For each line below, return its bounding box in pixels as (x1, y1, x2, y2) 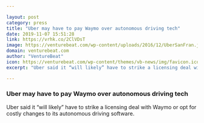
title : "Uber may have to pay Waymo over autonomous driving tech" (6, 25, 181, 31)
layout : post (6, 14, 39, 20)
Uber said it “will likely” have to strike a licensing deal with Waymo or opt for (6, 103, 197, 110)
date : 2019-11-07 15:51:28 (6, 31, 75, 37)
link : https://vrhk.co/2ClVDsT (6, 37, 86, 43)
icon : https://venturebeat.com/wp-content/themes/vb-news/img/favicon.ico (6, 58, 200, 65)
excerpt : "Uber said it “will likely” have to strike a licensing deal (6, 65, 191, 71)
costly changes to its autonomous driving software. (6, 110, 135, 117)
